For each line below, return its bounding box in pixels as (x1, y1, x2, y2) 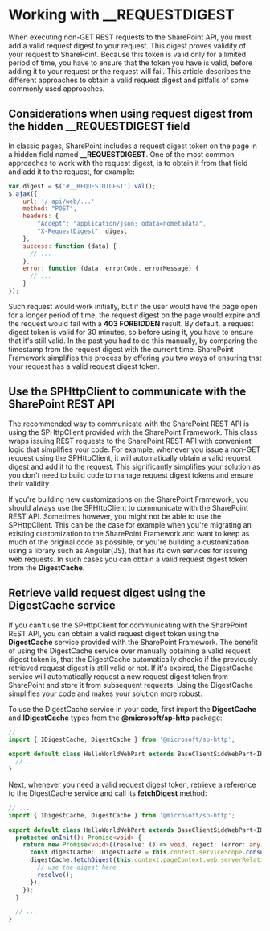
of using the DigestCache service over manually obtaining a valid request (8, 646, 251, 656)
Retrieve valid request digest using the (8, 586, 207, 600)
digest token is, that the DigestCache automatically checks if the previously (8, 654, 258, 664)
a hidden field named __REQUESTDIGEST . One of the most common (8, 149, 235, 159)
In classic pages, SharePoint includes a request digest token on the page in (8, 141, 257, 151)
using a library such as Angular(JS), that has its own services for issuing (8, 545, 247, 555)
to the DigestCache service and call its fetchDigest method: (8, 788, 207, 798)
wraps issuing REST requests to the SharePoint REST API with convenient (8, 436, 252, 445)
